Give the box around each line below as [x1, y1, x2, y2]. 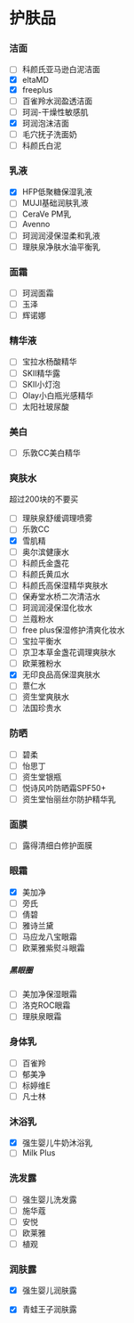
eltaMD [21, 74, 49, 85]
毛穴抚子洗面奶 [21, 128, 77, 139]
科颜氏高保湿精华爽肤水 [21, 580, 108, 591]
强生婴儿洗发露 [21, 1194, 77, 1205]
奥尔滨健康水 [21, 546, 69, 557]
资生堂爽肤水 [21, 691, 69, 702]
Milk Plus [21, 1147, 56, 1158]
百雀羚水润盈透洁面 [21, 95, 93, 106]
